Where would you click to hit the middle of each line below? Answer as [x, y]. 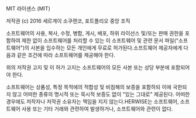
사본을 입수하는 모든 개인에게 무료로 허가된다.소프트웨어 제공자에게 [106, 48]
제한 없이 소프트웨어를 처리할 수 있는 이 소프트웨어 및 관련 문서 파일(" [100, 40]
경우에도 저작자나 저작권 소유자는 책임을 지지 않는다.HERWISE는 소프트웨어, [92, 101]
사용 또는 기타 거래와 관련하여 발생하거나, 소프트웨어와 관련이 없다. [97, 109]
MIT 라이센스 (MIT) [28, 8]
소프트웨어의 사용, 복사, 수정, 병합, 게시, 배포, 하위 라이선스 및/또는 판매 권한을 [95, 33]
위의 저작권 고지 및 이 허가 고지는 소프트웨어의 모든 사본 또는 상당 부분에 [88, 67]
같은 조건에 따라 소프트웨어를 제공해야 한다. [66, 55]
